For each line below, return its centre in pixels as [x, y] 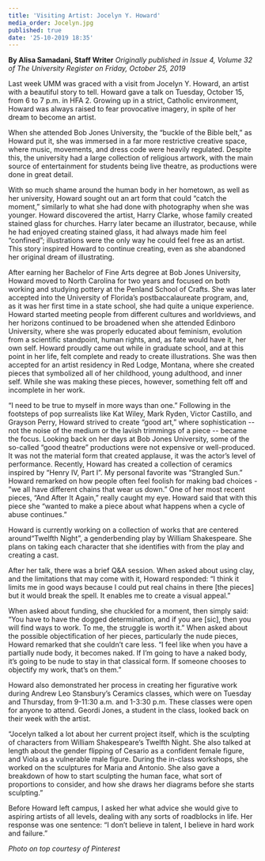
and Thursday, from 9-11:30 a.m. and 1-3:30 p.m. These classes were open [131, 702]
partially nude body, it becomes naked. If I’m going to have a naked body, [128, 653]
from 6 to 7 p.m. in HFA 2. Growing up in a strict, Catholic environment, [123, 100]
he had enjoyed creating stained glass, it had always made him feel [117, 232]
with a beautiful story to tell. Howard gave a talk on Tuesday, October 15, [126, 93]
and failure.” [28, 833]
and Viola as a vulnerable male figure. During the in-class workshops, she [129, 759]
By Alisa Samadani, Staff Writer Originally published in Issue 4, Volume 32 [131, 60]
